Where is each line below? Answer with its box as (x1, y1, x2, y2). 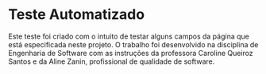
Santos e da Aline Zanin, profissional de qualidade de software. (8, 57, 215, 66)
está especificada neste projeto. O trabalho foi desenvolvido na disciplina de (8, 39, 259, 49)
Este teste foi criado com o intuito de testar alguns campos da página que (8, 31, 250, 41)
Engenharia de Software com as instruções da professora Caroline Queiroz (8, 48, 254, 57)
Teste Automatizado (8, 6, 145, 24)
